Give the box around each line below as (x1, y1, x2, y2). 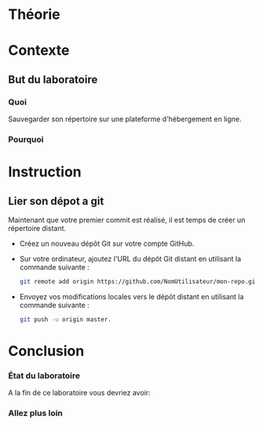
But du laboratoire (8, 72, 98, 86)
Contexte (8, 42, 70, 60)
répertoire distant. (8, 223, 67, 233)
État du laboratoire (8, 370, 81, 381)
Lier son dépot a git (8, 194, 104, 208)
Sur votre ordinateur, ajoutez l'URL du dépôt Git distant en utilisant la (19, 254, 242, 263)
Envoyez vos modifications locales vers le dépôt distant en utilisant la (19, 291, 244, 301)
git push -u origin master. (19, 315, 111, 324)
